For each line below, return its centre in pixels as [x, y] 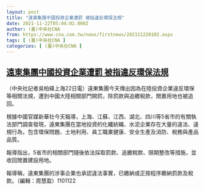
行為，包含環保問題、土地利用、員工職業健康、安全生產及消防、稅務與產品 [105, 131]
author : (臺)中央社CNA [33, 29]
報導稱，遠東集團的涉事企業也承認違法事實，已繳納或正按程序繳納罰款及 [97, 173]
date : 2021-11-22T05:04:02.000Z [47, 23]
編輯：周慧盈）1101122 [48, 180]
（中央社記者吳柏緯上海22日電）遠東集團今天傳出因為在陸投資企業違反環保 [101, 88]
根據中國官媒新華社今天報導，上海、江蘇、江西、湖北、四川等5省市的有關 [99, 116]
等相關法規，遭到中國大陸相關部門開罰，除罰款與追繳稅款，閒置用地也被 [97, 96]
